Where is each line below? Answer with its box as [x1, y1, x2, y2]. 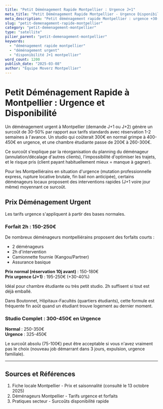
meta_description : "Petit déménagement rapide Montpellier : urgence [5, 16, 149, 21]
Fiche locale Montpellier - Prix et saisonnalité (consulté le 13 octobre [12, 383, 149, 389]
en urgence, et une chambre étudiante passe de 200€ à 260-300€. [16, 139, 152, 145]
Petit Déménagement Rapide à [5, 87, 130, 98]
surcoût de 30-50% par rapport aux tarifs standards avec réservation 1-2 [5, 129, 151, 134]
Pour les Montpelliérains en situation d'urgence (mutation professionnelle [5, 168, 152, 174]
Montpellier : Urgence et [5, 97, 105, 109]
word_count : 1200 [5, 57, 40, 62]
